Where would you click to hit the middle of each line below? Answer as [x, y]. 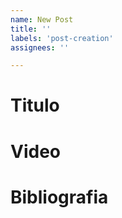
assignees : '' [40, 47]
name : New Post [42, 19]
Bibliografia [59, 197]
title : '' [31, 29]
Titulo [35, 105]
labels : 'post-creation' [62, 38]
